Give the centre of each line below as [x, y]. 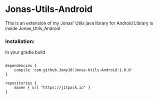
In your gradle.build [25, 52]
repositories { [21, 83]
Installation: [20, 41]
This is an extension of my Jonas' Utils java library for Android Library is [79, 23]
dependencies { [21, 66]
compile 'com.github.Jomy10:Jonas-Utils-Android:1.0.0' [74, 70]
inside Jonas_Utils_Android [33, 28]
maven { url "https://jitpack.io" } [52, 88]
